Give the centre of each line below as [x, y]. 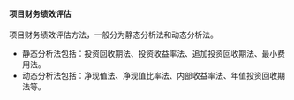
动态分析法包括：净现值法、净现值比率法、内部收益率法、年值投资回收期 [153, 76]
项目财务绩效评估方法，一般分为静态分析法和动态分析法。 [113, 35]
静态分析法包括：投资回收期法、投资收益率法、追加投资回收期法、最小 [150, 54]
